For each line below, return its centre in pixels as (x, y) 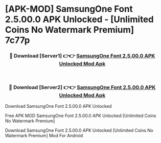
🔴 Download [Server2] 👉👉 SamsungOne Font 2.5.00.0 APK (82, 88)
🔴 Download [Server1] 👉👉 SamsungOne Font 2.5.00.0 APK (82, 56)
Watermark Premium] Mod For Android (44, 135)
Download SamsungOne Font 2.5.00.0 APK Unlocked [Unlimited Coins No (79, 130)
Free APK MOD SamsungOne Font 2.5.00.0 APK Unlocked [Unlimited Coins (81, 116)
